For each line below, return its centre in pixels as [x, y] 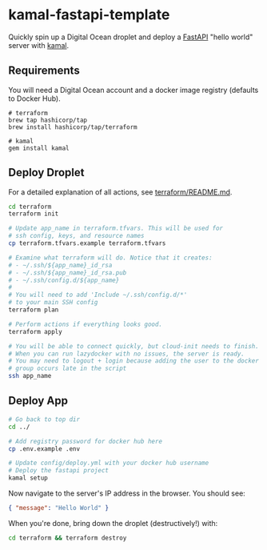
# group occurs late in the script [68, 369]
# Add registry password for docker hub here [85, 441]
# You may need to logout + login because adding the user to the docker [134, 361]
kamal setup [28, 478]
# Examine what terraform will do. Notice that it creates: [111, 258]
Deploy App [38, 401]
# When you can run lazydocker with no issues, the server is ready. [127, 354]
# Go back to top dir [44, 419]
